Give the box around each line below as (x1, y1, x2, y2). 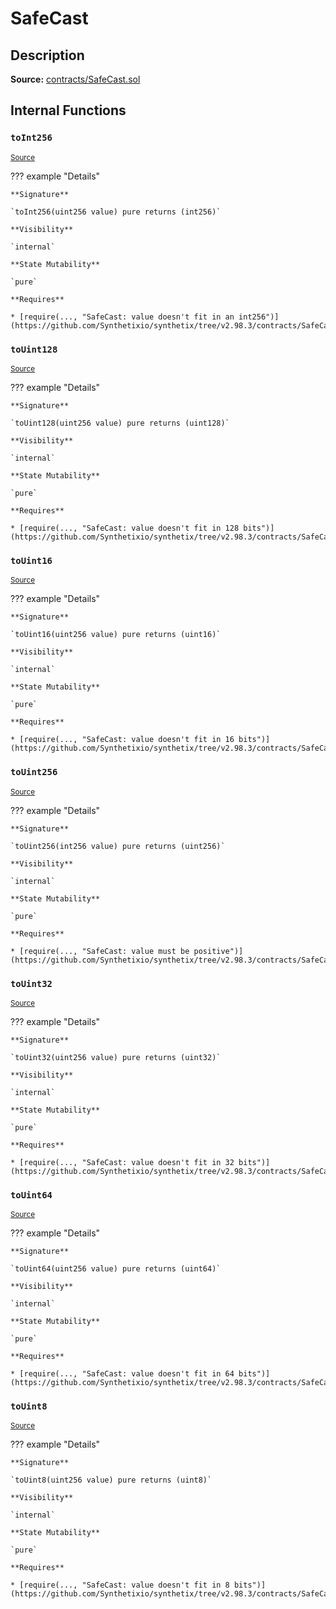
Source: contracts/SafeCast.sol (10, 73, 141, 85)
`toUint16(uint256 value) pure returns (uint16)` (10, 630, 222, 640)
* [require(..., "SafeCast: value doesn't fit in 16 (10, 735, 235, 745)
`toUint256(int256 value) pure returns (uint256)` (10, 841, 226, 851)
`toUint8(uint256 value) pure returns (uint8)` (10, 1475, 213, 1486)
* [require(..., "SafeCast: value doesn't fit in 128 (10, 523, 240, 533)
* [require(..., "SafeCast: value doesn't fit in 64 (10, 1369, 235, 1379)
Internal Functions (10, 102, 127, 119)
